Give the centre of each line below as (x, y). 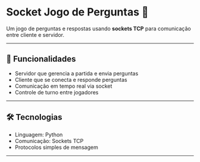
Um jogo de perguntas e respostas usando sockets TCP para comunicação (99, 28)
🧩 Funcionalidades (41, 59)
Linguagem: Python (39, 134)
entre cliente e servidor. (35, 34)
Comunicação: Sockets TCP (49, 141)
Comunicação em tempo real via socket (63, 86)
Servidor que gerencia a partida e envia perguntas (76, 73)
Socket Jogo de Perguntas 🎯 (77, 12)
